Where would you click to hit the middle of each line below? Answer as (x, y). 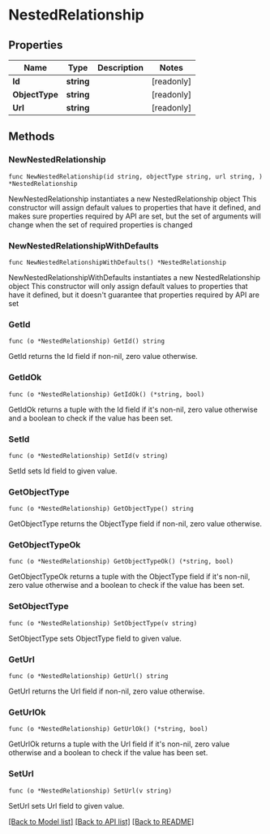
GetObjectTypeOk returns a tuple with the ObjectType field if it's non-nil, (129, 577)
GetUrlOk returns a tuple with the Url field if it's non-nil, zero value (119, 744)
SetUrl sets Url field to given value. (66, 806)
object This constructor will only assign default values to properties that (129, 286)
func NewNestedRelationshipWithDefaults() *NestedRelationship (118, 262)
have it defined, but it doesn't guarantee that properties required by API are (134, 295)
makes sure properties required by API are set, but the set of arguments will (135, 216)
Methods (32, 137)
